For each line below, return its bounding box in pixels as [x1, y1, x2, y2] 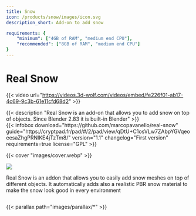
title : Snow [6, 8, 35, 15]
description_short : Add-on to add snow [6, 19, 104, 25]
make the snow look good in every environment [6, 187, 121, 194]
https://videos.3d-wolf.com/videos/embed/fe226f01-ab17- [42, 91, 184, 98]
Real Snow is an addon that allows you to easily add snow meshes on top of [6, 174, 190, 181]
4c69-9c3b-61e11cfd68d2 [6, 98, 69, 105]
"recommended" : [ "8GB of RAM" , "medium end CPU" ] [16, 41, 141, 47]
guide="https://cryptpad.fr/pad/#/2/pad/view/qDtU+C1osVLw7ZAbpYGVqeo [6, 128, 191, 135]
